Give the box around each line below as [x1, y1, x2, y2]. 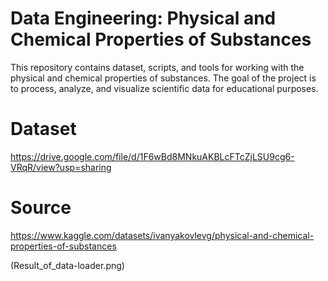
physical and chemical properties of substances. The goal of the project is [10, 72, 317, 84]
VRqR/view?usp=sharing [10, 161, 112, 173]
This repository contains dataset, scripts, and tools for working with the [10, 61, 305, 73]
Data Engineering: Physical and [10, 7, 277, 30]
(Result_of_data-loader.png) [10, 259, 125, 271]
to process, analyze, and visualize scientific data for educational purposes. [10, 82, 319, 94]
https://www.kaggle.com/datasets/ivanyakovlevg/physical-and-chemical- [10, 229, 315, 241]
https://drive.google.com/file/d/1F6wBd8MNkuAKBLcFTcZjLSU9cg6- [10, 150, 295, 162]
